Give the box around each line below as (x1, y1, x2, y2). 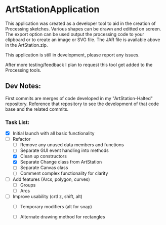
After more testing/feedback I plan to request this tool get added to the (5, 61, 153, 68)
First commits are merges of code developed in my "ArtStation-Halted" (5, 95, 153, 101)
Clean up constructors (20, 153, 67, 159)
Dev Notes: (5, 82, 41, 90)
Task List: (5, 118, 30, 125)
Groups (20, 182, 36, 188)
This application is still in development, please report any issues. (5, 52, 140, 58)
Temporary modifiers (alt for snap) (20, 203, 92, 209)
